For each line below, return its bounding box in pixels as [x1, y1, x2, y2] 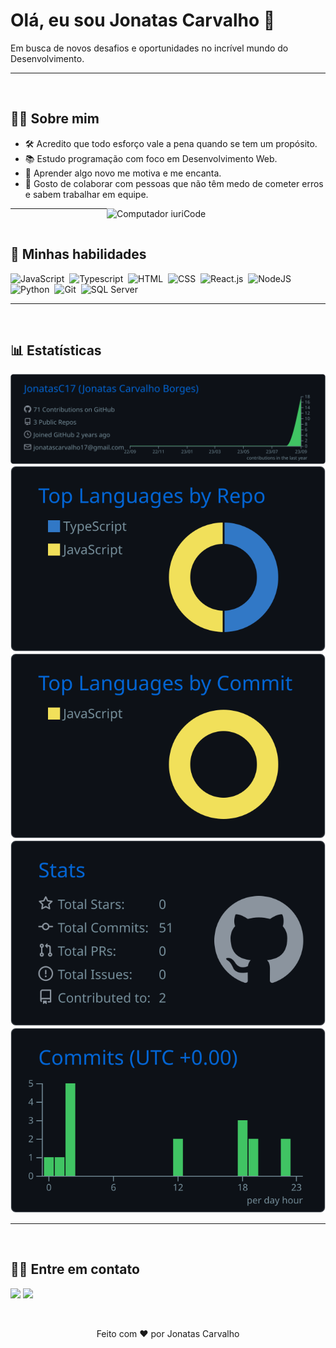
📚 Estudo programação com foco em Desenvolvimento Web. [24, 152, 278, 164]
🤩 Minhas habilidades [10, 246, 147, 263]
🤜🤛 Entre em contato [10, 1261, 140, 1278]
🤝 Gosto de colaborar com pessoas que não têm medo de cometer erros [24, 177, 324, 189]
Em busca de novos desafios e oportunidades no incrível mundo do [10, 42, 289, 54]
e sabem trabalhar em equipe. [24, 188, 149, 200]
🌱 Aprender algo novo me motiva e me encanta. [24, 167, 222, 179]
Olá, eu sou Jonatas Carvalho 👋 [10, 9, 276, 32]
